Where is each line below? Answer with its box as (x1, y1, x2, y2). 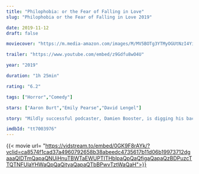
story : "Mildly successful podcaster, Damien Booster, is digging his (6, 116, 184, 122)
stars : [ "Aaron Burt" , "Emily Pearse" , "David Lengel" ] (6, 104, 142, 111)
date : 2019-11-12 (6, 25, 49, 31)
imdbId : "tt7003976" (6, 126, 57, 132)
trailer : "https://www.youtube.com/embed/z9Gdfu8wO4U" (6, 51, 145, 58)
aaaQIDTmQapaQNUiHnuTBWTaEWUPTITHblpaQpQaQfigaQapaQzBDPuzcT (6, 155, 192, 162)
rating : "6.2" (6, 83, 41, 89)
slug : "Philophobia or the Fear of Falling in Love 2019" (6, 14, 152, 20)
